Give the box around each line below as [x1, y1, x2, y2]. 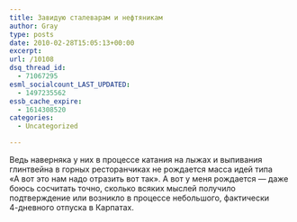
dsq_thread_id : [9, 64, 67, 73]
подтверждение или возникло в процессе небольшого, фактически [9, 192, 270, 203]
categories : [9, 113, 54, 122]
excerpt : [9, 47, 42, 56]
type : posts [9, 30, 54, 39]
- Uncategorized [17, 122, 78, 131]
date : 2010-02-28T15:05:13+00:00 [9, 38, 135, 48]
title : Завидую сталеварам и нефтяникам [9, 13, 164, 22]
